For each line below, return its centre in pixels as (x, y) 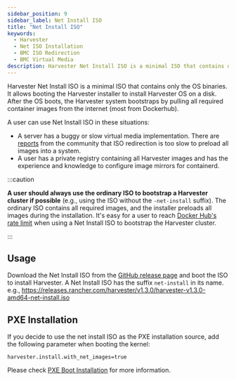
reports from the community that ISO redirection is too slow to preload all (123, 143)
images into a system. (49, 150)
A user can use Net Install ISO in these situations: (78, 122)
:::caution (21, 179)
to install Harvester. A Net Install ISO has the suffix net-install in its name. (116, 283)
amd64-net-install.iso (39, 298)
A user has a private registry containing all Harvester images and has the (123, 158)
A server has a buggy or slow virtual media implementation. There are (118, 136)
